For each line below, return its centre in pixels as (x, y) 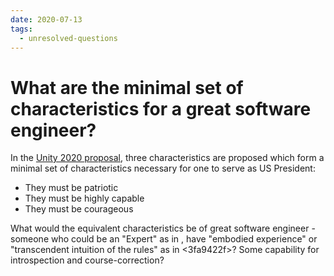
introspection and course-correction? (87, 260)
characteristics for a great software (161, 108)
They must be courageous (79, 209)
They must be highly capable (84, 198)
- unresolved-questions (68, 38)
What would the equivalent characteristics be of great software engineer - (163, 228)
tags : (21, 29)
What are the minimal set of (127, 87)
